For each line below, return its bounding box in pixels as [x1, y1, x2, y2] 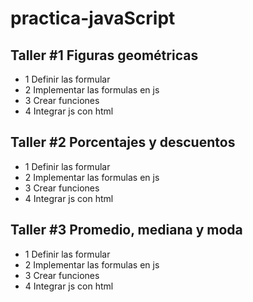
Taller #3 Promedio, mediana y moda [10, 222, 243, 239]
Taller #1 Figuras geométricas [10, 47, 199, 64]
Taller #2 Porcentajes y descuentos [10, 134, 236, 151]
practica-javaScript [10, 7, 176, 30]
